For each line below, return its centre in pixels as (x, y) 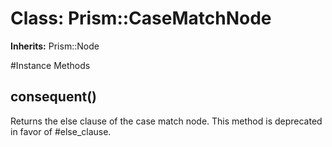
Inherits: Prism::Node (55, 46)
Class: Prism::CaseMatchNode (141, 18)
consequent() (53, 97)
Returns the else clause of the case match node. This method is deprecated (166, 121)
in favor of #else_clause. (61, 131)
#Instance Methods (50, 65)
